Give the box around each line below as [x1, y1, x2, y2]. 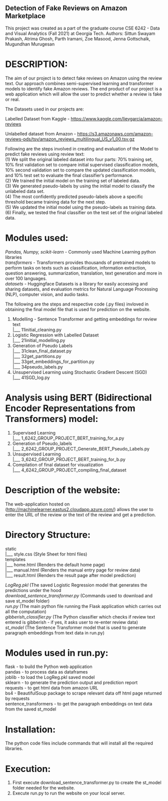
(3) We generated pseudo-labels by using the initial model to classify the [5, 182, 155, 189]
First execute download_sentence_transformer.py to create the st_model [12, 779, 161, 785]
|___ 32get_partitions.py [12, 353, 61, 359]
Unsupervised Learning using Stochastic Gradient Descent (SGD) [12, 369, 147, 375]
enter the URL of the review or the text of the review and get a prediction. [5, 511, 156, 517]
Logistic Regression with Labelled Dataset [12, 332, 99, 338]
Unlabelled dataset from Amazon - [5, 130, 76, 136]
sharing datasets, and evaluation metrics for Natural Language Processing [5, 286, 158, 292]
